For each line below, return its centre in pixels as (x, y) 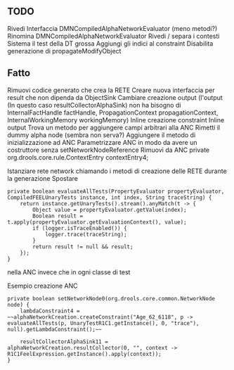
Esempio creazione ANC (43, 286)
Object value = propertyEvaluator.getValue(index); (110, 210)
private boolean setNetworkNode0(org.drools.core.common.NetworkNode (111, 298)
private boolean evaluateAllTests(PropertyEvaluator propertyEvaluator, (116, 191)
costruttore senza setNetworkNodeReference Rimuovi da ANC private (109, 150)
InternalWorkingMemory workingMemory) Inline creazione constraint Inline (116, 120)
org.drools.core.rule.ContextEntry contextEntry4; (78, 157)
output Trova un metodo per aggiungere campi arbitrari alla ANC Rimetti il (113, 127)
